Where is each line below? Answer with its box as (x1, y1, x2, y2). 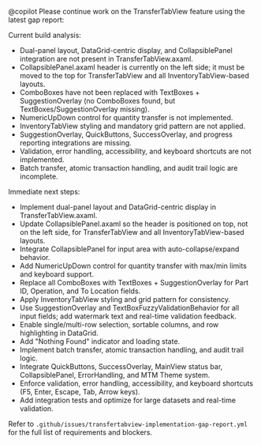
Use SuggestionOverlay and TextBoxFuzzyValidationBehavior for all (19, 304, 240, 312)
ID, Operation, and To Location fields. (19, 286, 141, 296)
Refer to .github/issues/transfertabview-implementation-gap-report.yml (8, 419, 248, 428)
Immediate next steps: (8, 187, 80, 196)
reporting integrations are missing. (19, 138, 132, 147)
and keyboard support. (19, 270, 95, 279)
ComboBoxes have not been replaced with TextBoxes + (19, 88, 200, 97)
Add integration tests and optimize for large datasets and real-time (19, 395, 237, 405)
